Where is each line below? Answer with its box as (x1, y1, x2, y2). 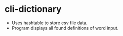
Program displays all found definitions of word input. (11, 25, 119, 31)
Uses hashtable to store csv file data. (11, 20, 87, 26)
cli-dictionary (4, 3, 62, 15)
